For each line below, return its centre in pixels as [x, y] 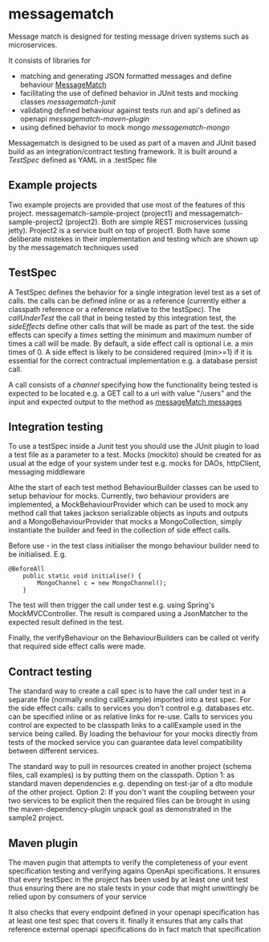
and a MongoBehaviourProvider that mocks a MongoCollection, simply [125, 522]
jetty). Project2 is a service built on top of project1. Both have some [119, 230]
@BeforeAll [26, 569]
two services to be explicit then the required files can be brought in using [129, 800]
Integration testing [56, 427]
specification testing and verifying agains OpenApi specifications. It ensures [134, 871]
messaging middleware [47, 472]
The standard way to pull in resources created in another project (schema [130, 767]
